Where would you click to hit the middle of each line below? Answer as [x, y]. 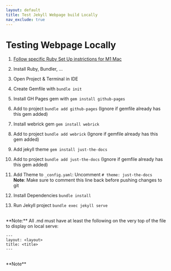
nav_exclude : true [25, 19]
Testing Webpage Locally [61, 45]
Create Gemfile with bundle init [48, 89]
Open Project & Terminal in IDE [46, 79]
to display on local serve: [32, 226]
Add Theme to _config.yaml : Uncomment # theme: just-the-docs [83, 175]
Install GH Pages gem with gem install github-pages [69, 99]
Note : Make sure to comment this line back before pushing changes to [88, 180]
